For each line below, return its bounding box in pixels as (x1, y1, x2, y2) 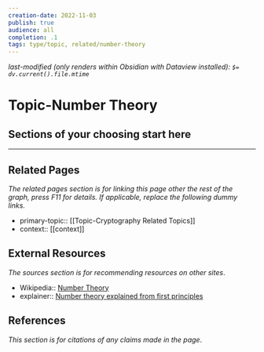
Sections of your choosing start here (8, 127, 192, 141)
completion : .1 (8, 33, 58, 42)
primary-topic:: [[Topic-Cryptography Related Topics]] (19, 216, 196, 225)
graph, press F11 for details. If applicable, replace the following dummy (8, 192, 238, 201)
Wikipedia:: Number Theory (19, 283, 109, 292)
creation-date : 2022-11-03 (8, 11, 97, 20)
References (8, 314, 66, 328)
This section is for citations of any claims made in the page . (8, 335, 203, 344)
